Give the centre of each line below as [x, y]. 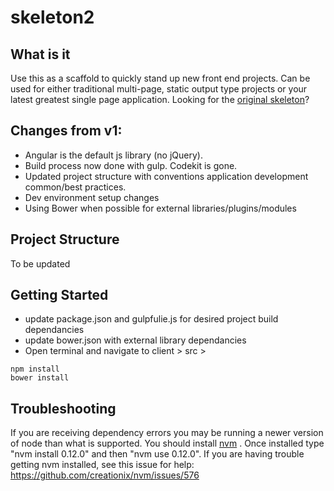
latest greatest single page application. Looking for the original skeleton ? [160, 99]
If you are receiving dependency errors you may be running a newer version [167, 433]
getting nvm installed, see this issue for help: [102, 465]
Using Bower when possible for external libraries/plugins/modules [160, 208]
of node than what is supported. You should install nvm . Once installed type [167, 443]
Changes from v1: [66, 131]
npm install [35, 369]
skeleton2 [52, 17]
